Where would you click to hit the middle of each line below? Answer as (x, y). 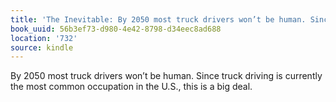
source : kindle (42, 47)
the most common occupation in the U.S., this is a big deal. (131, 87)
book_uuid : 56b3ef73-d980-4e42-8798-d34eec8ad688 (116, 29)
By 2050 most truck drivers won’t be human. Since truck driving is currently (166, 76)
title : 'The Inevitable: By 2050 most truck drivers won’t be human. (158, 19)
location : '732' (44, 38)
